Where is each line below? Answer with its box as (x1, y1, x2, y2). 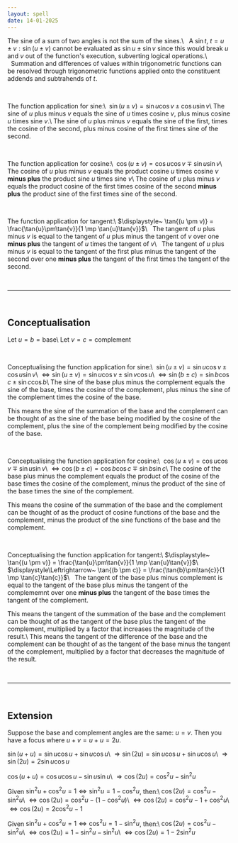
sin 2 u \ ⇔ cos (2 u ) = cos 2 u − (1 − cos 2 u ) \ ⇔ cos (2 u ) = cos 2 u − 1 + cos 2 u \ (7, 795, 229, 805)
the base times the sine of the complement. (7, 487, 135, 496)
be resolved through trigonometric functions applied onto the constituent (7, 67, 220, 75)
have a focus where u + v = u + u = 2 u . (7, 736, 122, 744)
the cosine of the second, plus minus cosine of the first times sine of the (7, 124, 219, 133)
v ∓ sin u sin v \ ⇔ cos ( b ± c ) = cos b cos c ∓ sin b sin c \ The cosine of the (7, 464, 221, 473)
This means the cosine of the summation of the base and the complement (7, 501, 223, 509)
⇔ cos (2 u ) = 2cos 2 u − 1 (9, 803, 83, 813)
